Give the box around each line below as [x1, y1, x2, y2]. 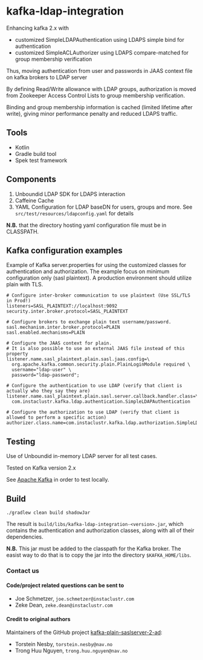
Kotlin [14, 144, 30, 151]
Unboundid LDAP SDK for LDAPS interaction [14, 190, 126, 198]
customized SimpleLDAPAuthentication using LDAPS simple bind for [14, 36, 184, 43]
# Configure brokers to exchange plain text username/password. [6, 319, 172, 325]
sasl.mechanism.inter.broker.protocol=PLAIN [6, 325, 120, 331]
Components [6, 174, 56, 184]
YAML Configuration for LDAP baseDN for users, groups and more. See [14, 203, 193, 210]
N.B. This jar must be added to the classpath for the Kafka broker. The [6, 545, 181, 552]
